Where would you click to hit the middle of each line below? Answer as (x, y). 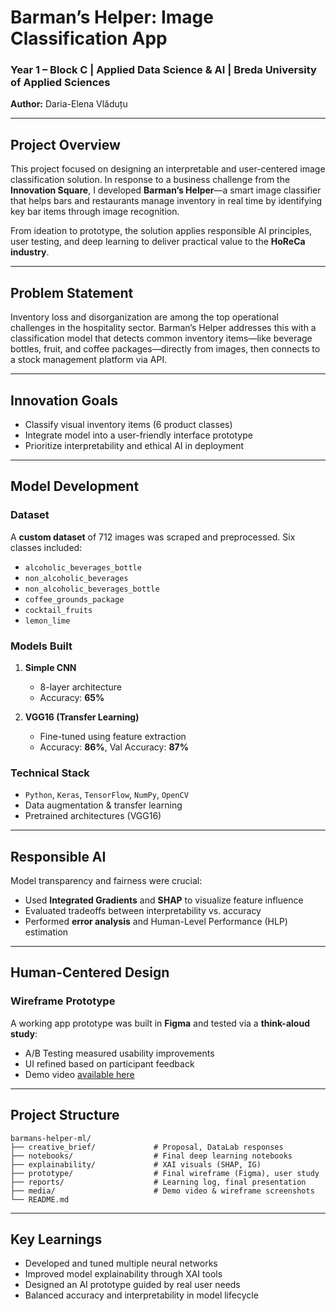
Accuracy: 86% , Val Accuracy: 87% (114, 747)
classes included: (46, 547)
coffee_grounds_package (74, 599)
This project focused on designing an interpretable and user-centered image (168, 169)
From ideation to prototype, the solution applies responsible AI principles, (161, 231)
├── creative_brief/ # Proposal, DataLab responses (147, 1147)
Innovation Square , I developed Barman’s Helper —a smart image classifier (166, 190)
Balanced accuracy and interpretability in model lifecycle (141, 1295)
